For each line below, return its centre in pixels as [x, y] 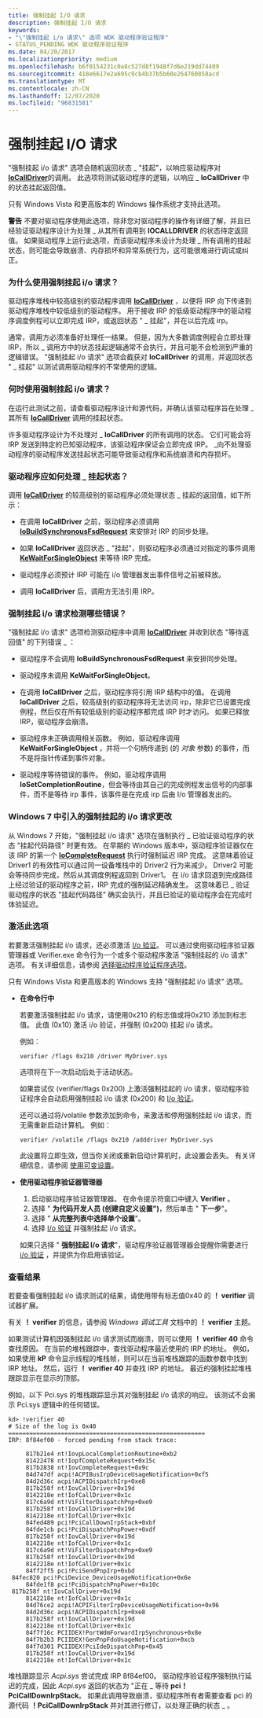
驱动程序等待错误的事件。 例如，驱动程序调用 [93, 774]
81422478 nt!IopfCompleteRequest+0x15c [91, 1461]
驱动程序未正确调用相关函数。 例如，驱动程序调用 [100, 738]
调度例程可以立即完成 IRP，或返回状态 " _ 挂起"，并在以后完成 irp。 [124, 321]
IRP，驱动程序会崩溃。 [56, 722]
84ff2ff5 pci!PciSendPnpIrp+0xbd [80, 1571]
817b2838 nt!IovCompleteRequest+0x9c [87, 1468]
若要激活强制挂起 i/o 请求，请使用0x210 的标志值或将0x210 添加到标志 [133, 1014]
